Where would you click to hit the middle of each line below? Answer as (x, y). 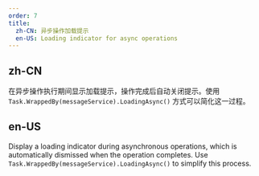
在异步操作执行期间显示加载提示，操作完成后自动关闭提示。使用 (114, 91)
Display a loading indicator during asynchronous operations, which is (123, 146)
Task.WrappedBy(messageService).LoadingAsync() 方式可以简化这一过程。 (129, 101)
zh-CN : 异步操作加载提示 (52, 31)
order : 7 (23, 16)
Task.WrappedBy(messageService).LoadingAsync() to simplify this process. (130, 163)
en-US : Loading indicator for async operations (97, 38)
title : (19, 23)
